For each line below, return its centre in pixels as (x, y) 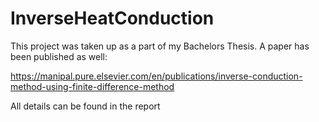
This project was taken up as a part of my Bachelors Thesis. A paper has (160, 46)
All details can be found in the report (85, 106)
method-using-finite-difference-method (92, 86)
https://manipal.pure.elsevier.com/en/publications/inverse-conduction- (156, 76)
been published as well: (59, 56)
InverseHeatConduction (112, 18)
